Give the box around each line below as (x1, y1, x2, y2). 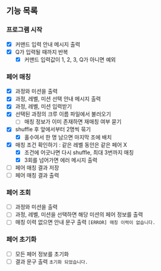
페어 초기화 (6, 235, 37, 244)
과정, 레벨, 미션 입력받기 (15, 103, 72, 110)
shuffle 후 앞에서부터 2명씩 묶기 (15, 125, 91, 133)
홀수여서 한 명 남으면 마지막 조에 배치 (24, 133, 112, 141)
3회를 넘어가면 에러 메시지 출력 (24, 156, 98, 163)
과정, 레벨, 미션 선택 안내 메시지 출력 (15, 95, 101, 102)
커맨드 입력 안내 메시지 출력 (15, 40, 81, 48)
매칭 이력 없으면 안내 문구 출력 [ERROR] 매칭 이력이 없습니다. (15, 219, 156, 226)
